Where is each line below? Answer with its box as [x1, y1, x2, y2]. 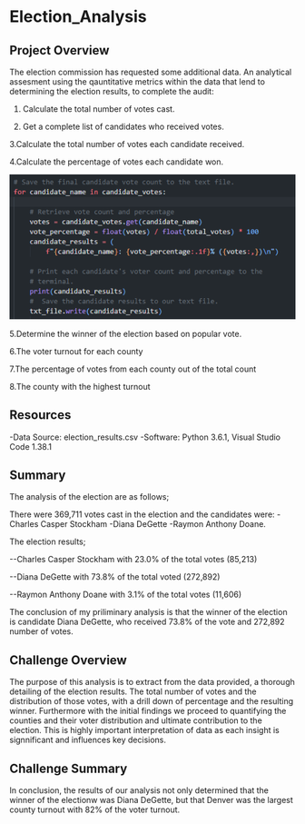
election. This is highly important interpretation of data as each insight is [9, 725, 280, 736]
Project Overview [9, 43, 110, 58]
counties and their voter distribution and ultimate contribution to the [9, 715, 263, 726]
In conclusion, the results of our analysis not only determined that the [9, 785, 270, 796]
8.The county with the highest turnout [9, 381, 152, 392]
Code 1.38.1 [9, 441, 53, 452]
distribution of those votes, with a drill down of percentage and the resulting [9, 696, 294, 707]
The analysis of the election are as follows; [9, 491, 170, 502]
